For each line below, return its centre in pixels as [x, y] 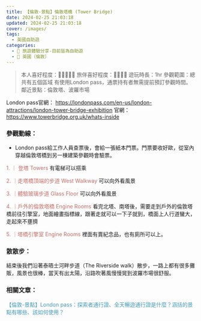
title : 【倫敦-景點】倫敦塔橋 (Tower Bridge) [59, 12]
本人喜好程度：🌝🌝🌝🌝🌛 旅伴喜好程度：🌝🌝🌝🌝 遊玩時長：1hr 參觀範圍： [105, 74]
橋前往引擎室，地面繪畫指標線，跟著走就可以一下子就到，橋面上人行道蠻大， [101, 214]
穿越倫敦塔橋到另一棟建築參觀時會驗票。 [65, 155]
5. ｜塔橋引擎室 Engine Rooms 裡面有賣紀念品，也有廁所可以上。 [86, 234]
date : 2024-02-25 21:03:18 [40, 17]
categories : [21, 46]
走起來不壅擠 [22, 221]
